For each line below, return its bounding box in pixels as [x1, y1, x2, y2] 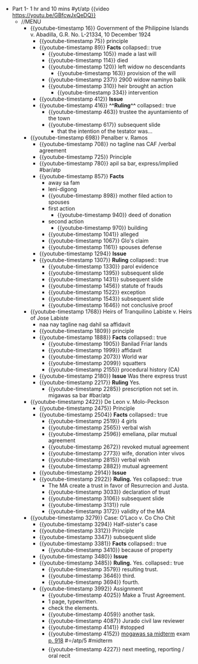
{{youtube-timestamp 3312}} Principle [39, 527, 134, 534]
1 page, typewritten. [48, 598, 98, 605]
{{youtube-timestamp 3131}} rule [48, 501, 130, 508]
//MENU [21, 18, 41, 25]
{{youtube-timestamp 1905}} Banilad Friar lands [48, 340, 168, 347]
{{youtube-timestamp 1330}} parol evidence [48, 263, 159, 270]
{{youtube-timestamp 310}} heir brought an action [48, 82, 174, 90]
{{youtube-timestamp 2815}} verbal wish [48, 456, 150, 463]
